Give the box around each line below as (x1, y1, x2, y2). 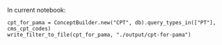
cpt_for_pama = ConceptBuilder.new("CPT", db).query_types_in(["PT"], (7, 19, 216, 26)
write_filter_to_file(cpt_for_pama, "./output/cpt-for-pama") (7, 31, 191, 38)
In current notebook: (7, 6, 66, 14)
